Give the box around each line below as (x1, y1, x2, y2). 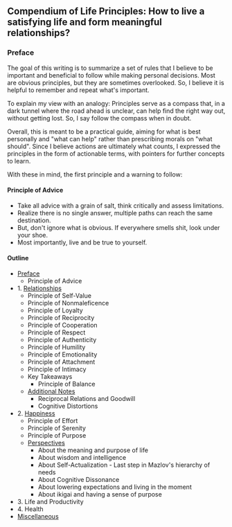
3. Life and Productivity (17, 498, 84, 506)
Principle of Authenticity (27, 336, 97, 344)
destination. (17, 216, 51, 224)
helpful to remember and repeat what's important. (7, 86, 150, 94)
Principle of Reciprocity (27, 314, 95, 322)
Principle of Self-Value (27, 292, 92, 300)
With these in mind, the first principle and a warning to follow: (7, 170, 183, 179)
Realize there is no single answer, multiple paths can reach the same (17, 208, 213, 217)
